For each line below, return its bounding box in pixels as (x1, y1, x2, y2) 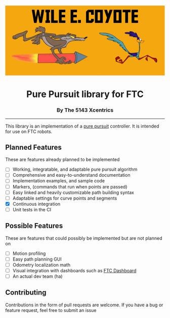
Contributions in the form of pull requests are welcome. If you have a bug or (5, 302, 163, 308)
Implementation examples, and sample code (12, 178, 105, 184)
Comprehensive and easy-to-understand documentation (12, 172, 131, 178)
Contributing (5, 288, 47, 297)
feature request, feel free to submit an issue (5, 307, 97, 313)
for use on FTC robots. (5, 128, 53, 135)
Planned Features (5, 143, 62, 151)
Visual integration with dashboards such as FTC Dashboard (12, 267, 137, 273)
